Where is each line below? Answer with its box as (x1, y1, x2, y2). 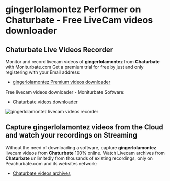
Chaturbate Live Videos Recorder (5, 45, 113, 54)
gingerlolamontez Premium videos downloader (12, 79, 111, 85)
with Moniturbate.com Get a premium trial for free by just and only (5, 64, 144, 70)
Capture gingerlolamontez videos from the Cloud (5, 123, 163, 132)
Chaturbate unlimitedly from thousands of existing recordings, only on (5, 155, 153, 161)
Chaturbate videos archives (12, 170, 71, 176)
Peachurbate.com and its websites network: (5, 160, 97, 166)
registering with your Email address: (5, 69, 81, 75)
